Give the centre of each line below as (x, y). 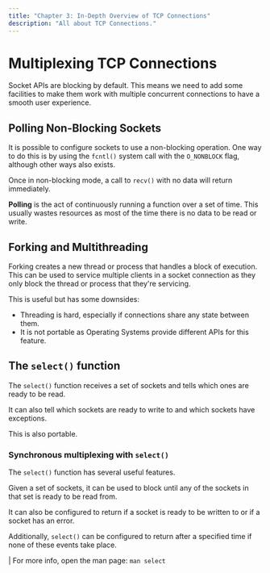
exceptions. (27, 418)
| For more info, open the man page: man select (87, 561)
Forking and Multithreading (79, 247)
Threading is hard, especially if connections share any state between (135, 315)
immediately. (29, 189)
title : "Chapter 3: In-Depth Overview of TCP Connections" (110, 16)
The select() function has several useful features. (92, 472)
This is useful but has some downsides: (74, 299)
